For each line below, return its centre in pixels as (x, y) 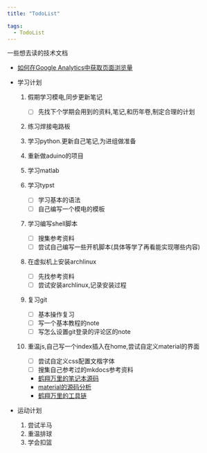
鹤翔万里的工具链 (62, 396)
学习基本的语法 (59, 200)
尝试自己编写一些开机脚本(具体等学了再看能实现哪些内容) (119, 247)
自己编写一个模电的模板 (71, 209)
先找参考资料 (56, 276)
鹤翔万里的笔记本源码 (68, 378)
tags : (15, 26)
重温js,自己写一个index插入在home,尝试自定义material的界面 (114, 346)
